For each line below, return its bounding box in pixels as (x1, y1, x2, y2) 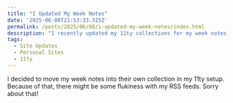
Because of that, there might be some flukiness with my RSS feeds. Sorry (7, 81, 219, 90)
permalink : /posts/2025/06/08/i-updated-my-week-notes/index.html (7, 23, 205, 30)
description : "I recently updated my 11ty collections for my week (7, 29, 209, 37)
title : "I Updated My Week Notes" (7, 10, 108, 17)
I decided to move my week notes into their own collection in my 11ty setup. (7, 74, 225, 83)
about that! (7, 89, 38, 97)
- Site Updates (13, 42, 58, 49)
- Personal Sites (13, 49, 64, 56)
